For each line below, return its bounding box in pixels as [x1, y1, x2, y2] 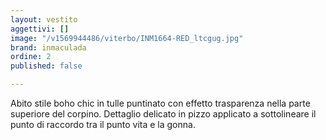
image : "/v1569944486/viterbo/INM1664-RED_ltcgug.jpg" [10, 33, 244, 43]
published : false [10, 61, 83, 71]
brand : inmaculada [10, 42, 87, 53]
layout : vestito [10, 14, 78, 25]
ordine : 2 [10, 52, 52, 62]
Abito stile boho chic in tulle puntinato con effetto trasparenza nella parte [10, 97, 311, 109]
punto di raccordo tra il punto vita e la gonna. [10, 119, 196, 130]
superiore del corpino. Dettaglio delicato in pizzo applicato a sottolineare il [10, 108, 317, 120]
